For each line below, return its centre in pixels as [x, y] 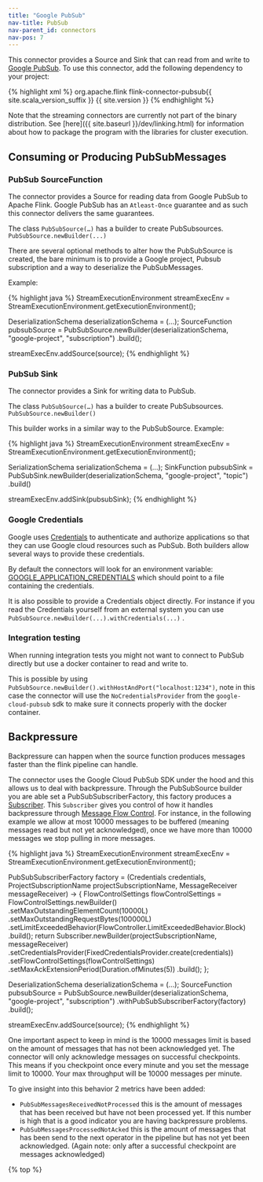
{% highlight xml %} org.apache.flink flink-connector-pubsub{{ [110, 92]
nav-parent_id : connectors [52, 30]
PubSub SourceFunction [56, 180]
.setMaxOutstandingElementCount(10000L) [78, 910]
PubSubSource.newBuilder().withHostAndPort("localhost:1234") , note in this [131, 687]
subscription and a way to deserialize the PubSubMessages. [106, 267]
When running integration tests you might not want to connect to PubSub [126, 655]
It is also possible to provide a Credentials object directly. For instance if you [131, 601]
